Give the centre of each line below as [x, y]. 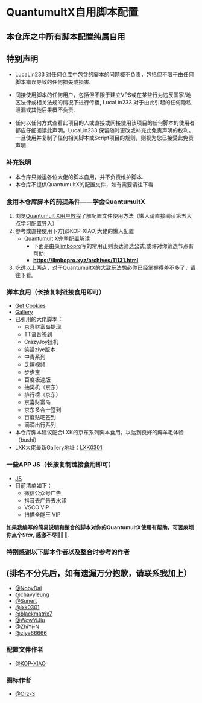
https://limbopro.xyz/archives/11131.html [86, 260]
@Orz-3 [25, 693]
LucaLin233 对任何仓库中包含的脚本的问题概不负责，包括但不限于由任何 [104, 75]
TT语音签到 [38, 334]
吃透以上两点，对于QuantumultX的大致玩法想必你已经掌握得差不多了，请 [105, 267]
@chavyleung [32, 594]
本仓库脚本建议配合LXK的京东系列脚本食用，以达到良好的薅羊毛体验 [99, 433]
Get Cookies [30, 306]
